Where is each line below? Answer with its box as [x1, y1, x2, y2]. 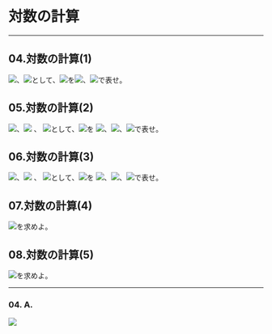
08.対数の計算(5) [8, 247, 95, 261]
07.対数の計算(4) [8, 199, 93, 213]
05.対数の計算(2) [8, 101, 94, 115]
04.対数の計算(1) [8, 52, 92, 66]
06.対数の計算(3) [8, 150, 95, 163]
